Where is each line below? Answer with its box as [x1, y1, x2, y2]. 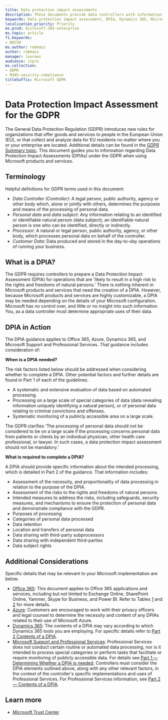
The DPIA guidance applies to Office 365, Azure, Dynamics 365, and [5, 336, 146, 342]
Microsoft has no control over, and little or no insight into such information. [5, 303, 159, 309]
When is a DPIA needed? [5, 357, 57, 363]
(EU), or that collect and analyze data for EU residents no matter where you [5, 136, 160, 143]
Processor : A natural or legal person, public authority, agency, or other [12, 227, 158, 233]
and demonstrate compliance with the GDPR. [12, 506, 105, 512]
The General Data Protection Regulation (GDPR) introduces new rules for [5, 126, 155, 132]
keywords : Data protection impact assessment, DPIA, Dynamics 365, [5, 17, 149, 22]
